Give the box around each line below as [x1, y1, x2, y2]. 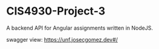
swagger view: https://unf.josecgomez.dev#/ [6, 36, 118, 43]
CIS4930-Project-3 [6, 4, 106, 18]
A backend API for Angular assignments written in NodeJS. [6, 24, 153, 31]
